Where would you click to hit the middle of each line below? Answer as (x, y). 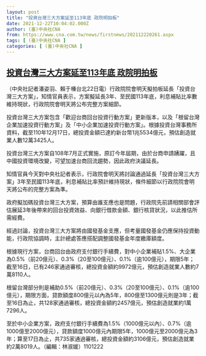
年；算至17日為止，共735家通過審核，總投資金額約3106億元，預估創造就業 (101, 339)
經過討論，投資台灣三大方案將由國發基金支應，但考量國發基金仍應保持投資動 (103, 230)
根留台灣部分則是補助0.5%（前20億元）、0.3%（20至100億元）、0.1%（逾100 (103, 287)
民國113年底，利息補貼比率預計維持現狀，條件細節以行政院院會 (110, 181)
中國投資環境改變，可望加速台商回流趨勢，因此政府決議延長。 (84, 161)
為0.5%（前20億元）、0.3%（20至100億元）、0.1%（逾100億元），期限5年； (101, 259)
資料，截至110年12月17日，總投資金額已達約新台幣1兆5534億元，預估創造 (99, 132)
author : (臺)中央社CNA (33, 29)
